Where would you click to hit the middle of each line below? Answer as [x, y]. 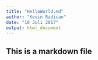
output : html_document [34, 28]
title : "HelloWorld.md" [35, 11]
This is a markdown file [49, 51]
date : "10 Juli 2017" [32, 22]
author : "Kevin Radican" [36, 17]
